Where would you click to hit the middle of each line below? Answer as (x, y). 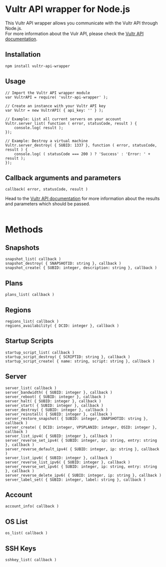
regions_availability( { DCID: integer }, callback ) (62, 326)
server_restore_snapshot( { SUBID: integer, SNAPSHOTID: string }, (77, 418)
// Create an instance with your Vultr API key (56, 106)
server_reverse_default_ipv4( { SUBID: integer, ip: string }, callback (82, 449)
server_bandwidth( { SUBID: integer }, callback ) (59, 392)
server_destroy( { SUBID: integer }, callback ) (57, 410)
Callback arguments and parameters (63, 178)
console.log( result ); (39, 128)
